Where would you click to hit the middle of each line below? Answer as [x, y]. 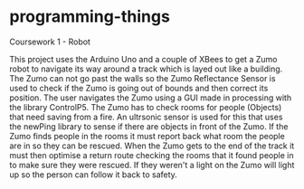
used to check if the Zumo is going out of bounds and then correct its [139, 88]
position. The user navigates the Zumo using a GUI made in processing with [151, 98]
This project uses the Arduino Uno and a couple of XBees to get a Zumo [143, 59]
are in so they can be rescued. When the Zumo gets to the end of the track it [152, 146]
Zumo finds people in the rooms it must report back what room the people [147, 136]
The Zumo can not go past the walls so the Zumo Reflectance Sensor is [142, 78]
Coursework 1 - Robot [50, 42]
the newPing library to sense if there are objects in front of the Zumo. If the [149, 126]
